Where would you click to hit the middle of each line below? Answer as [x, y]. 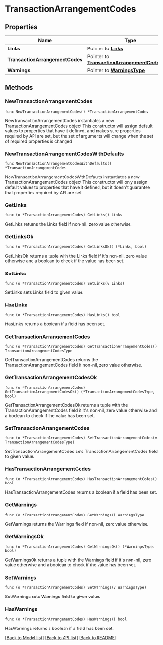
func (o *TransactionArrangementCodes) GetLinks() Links [64, 215]
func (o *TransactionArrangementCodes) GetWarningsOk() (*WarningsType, [80, 547]
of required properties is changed [39, 141]
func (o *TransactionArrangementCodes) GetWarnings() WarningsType [75, 515]
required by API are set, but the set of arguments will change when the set [79, 136]
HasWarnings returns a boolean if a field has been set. [59, 628]
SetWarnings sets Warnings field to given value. [53, 597]
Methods [19, 88]
